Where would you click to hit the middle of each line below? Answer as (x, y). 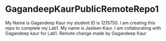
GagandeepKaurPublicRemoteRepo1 (82, 9)
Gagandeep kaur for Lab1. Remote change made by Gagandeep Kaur (76, 33)
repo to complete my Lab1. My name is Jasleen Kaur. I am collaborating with (83, 28)
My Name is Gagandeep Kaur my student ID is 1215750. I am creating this (80, 23)
